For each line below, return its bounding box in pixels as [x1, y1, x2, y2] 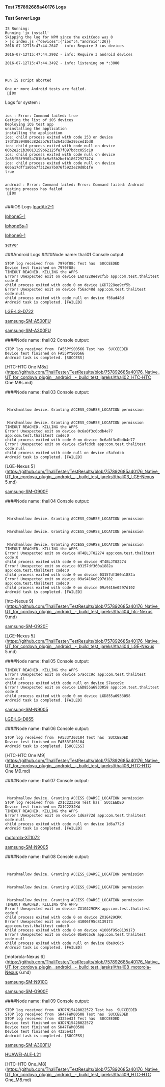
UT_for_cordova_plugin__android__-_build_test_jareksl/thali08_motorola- [5, 964, 151, 970]
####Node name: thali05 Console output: [5, 658, 89, 664]
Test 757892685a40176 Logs [5, 4, 66, 10]
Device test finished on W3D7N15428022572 [5, 1020, 93, 1025]
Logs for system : [5, 99, 41, 105]
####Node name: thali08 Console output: [5, 854, 89, 859]
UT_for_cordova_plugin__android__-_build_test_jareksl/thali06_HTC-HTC [5, 762, 151, 768]
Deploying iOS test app [5, 122, 54, 127]
